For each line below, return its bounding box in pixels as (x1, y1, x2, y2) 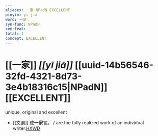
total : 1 (5, 31, 24, 36)
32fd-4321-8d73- (5, 71, 82, 82)
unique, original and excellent (5, 109, 67, 115)
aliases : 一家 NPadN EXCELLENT (5, 7, 70, 13)
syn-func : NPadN (5, 21, 40, 27)
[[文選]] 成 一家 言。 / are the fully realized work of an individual (12, 119, 144, 125)
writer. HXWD (12, 125, 40, 131)
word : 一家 (5, 17, 27, 22)
